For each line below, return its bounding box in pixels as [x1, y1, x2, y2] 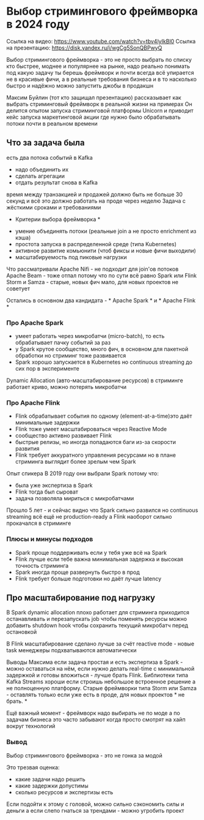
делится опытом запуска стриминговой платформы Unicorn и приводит [6, 107, 194, 114]
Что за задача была [6, 138, 85, 148]
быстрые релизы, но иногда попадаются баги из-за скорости [15, 438, 176, 446]
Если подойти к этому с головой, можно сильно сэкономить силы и [6, 800, 184, 808]
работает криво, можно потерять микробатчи [6, 383, 127, 391]
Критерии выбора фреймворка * [15, 216, 101, 223]
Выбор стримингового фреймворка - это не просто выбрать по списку [6, 56, 192, 63]
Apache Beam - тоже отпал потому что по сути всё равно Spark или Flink [6, 271, 197, 279]
